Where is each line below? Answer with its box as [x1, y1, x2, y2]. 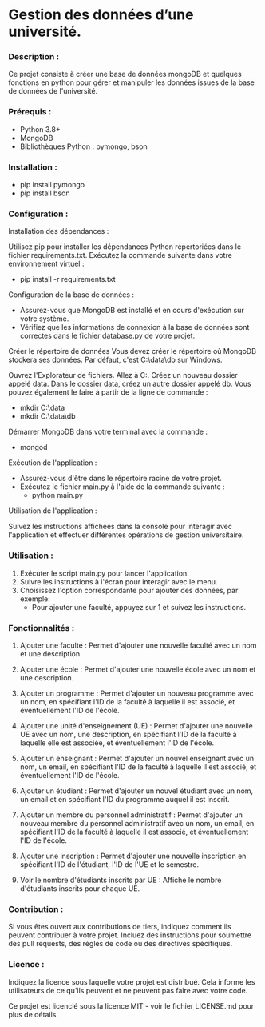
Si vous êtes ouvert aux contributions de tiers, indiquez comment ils [8, 922, 231, 932]
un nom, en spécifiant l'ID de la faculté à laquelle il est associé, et [19, 696, 235, 706]
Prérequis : [8, 106, 52, 118]
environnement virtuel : [8, 259, 85, 269]
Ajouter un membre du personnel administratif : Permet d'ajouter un [19, 810, 243, 820]
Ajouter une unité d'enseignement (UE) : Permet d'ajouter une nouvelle [19, 720, 253, 730]
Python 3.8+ [19, 124, 61, 134]
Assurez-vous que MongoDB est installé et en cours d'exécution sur [19, 306, 245, 315]
